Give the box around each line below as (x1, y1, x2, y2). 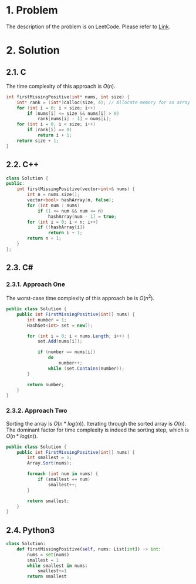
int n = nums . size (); (27, 192, 80, 198)
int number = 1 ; (27, 317, 67, 323)
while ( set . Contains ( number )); (48, 366, 125, 371)
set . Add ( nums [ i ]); (37, 339, 83, 344)
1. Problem (6, 4, 58, 17)
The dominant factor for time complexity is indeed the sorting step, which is (6, 426, 190, 433)
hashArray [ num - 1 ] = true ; (48, 213, 117, 220)
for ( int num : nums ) (27, 203, 80, 208)
